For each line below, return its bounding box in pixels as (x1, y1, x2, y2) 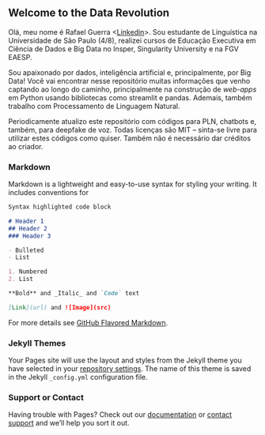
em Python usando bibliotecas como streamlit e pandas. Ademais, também (8, 92, 252, 102)
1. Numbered (8, 268, 47, 276)
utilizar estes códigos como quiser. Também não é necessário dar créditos (8, 133, 252, 143)
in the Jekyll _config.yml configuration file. (8, 373, 148, 382)
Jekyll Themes (8, 337, 66, 348)
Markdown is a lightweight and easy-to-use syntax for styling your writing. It (8, 179, 257, 189)
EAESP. (8, 52, 32, 62)
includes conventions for (8, 188, 89, 197)
